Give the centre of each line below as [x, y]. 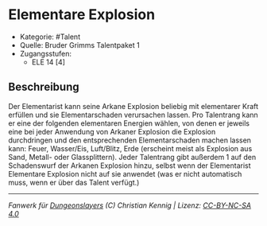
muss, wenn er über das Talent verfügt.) [74, 182]
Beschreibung [44, 87]
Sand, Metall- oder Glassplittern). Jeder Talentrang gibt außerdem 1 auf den [132, 157]
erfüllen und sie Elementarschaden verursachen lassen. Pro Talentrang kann [133, 115]
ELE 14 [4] [48, 62]
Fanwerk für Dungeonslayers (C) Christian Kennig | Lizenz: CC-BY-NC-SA [130, 205]
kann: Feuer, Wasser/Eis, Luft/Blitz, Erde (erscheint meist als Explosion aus [130, 148]
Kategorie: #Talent [50, 37]
